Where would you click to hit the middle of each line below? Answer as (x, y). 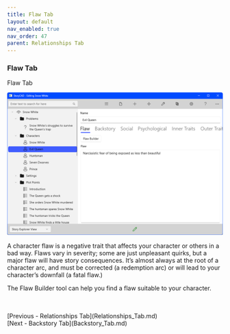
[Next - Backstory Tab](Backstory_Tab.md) (67, 323)
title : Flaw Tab (30, 14)
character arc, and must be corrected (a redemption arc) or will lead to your (114, 268)
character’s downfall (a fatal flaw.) (55, 275)
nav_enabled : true (33, 29)
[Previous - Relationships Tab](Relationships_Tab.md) (82, 316)
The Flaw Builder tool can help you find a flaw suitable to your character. (109, 288)
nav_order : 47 (27, 36)
